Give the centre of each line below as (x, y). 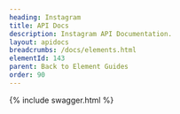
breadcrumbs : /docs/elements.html (73, 50)
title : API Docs (39, 26)
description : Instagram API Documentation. (91, 34)
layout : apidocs (39, 42)
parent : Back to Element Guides (69, 67)
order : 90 (27, 75)
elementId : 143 (37, 58)
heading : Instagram (45, 17)
